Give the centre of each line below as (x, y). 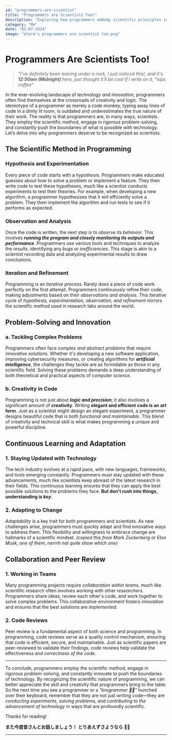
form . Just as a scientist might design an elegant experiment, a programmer (85, 411)
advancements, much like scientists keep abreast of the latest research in (83, 480)
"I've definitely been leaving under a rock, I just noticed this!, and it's (90, 74)
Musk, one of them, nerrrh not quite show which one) (61, 543)
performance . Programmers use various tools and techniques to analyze (82, 243)
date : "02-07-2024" (26, 29)
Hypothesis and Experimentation (47, 164)
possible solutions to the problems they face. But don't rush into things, (82, 491)
